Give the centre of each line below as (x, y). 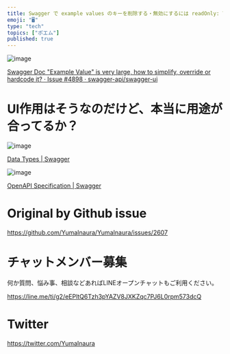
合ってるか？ (43, 126)
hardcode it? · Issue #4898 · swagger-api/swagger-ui (82, 79)
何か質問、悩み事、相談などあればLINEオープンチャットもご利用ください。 (112, 283)
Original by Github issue (77, 213)
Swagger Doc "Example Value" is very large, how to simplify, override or (109, 72)
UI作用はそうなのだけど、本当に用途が (115, 109)
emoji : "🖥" (23, 20)
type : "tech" (26, 26)
